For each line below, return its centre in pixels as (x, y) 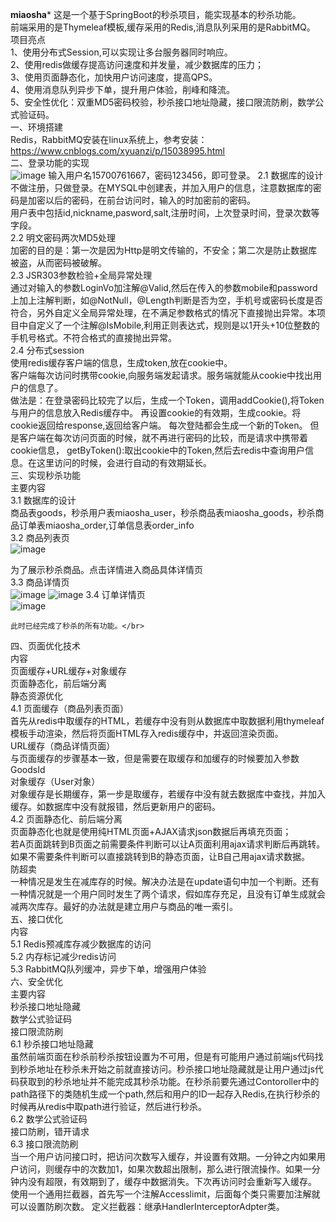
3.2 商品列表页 (40, 537)
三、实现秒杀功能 (45, 475)
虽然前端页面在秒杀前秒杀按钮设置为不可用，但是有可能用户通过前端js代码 (162, 1056)
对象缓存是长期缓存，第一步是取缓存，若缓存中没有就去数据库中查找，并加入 (168, 794)
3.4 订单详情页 (115, 594)
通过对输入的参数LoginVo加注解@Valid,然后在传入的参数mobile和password (164, 287)
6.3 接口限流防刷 (44, 1144)
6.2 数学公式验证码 (49, 1119)
